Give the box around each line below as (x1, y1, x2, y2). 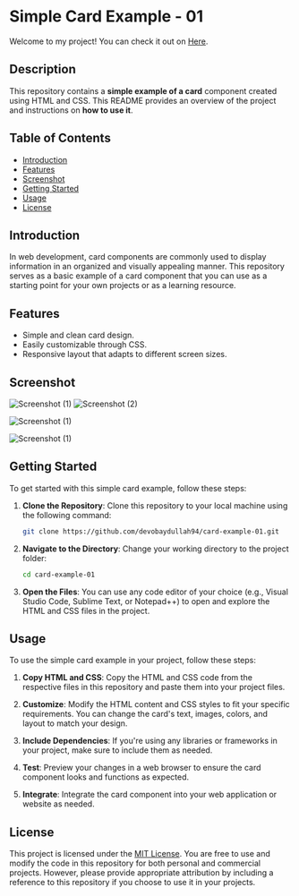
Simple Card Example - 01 (9, 6, 204, 27)
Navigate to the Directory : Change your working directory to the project (21, 543, 289, 554)
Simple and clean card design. (21, 329, 134, 341)
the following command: (21, 509, 112, 520)
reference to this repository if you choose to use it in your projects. (9, 877, 256, 888)
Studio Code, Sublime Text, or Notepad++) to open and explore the (21, 595, 270, 606)
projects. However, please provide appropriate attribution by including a (9, 867, 274, 878)
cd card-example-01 (21, 570, 96, 579)
